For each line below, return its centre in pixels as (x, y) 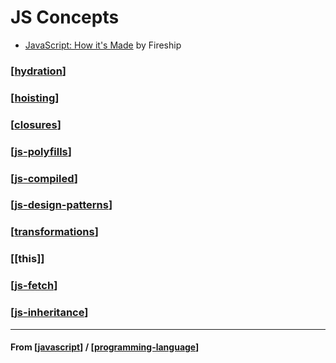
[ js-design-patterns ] (61, 205)
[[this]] (27, 259)
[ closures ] (36, 124)
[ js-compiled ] (44, 178)
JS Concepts (65, 17)
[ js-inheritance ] (49, 313)
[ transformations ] (54, 232)
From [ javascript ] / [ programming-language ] (105, 347)
